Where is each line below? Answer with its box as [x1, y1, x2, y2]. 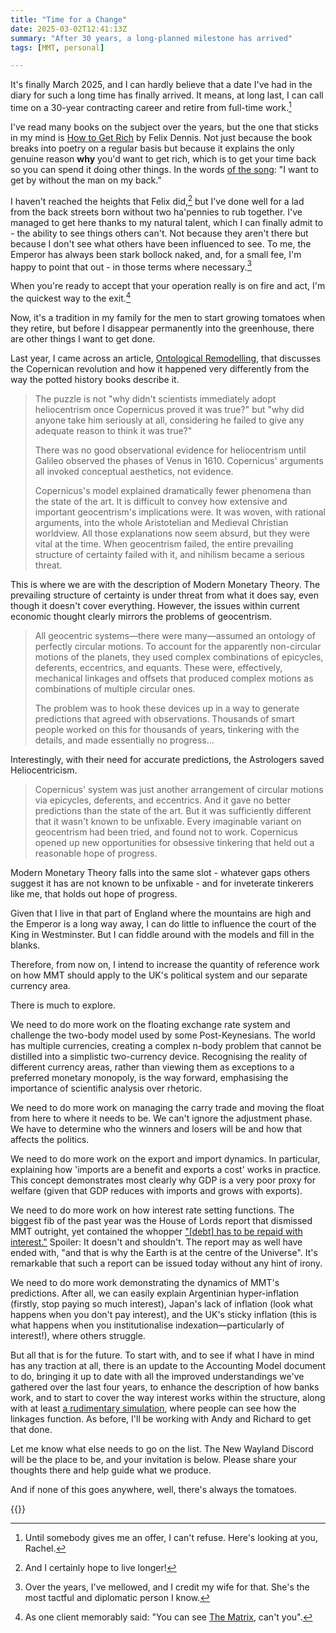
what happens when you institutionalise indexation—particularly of [10, 1319, 285, 1331]
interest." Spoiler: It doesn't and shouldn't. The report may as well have [10, 1236, 303, 1248]
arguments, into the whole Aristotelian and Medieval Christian [34, 516, 289, 528]
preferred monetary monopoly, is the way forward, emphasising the [10, 1071, 289, 1083]
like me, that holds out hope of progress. [10, 887, 178, 900]
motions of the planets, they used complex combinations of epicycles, [34, 651, 324, 663]
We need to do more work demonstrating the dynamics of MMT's [10, 1276, 280, 1288]
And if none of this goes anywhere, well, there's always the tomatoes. [10, 1483, 297, 1495]
